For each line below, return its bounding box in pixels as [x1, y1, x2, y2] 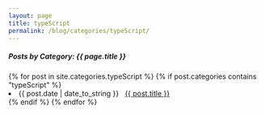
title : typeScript [8, 19, 70, 27]
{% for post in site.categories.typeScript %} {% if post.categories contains [8, 71, 257, 81]
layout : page [8, 11, 53, 20]
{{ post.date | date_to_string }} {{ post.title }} [19, 89, 170, 99]
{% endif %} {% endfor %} [8, 97, 98, 107]
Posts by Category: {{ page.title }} [8, 51, 127, 61]
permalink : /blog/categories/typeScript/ [8, 26, 150, 35]
